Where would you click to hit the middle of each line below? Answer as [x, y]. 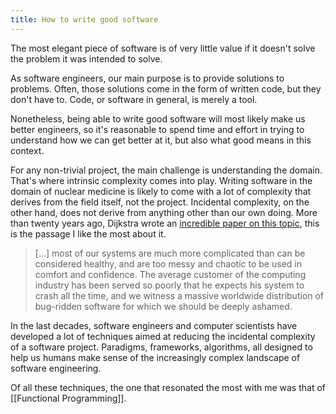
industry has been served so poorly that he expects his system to [169, 285]
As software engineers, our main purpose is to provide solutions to [147, 78]
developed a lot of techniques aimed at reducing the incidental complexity [163, 336]
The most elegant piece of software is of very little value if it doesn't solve [163, 48]
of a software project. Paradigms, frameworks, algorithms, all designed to [161, 347]
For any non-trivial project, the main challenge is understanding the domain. [166, 170]
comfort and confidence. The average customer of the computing [170, 274]
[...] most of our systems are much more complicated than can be [170, 253]
